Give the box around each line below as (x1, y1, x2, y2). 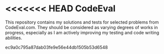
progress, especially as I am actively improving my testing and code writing (5, 29, 160, 35)
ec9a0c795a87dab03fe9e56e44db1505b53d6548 (5, 44, 108, 50)
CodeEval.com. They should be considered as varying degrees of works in (5, 24, 158, 30)
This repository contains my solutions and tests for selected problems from (5, 19, 159, 25)
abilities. (5, 35, 22, 41)
